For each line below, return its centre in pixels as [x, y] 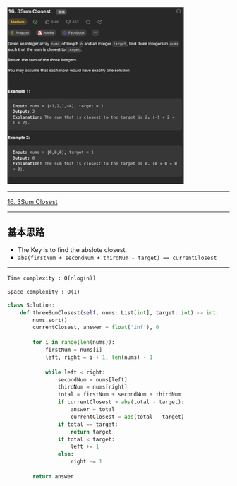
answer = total [92, 410]
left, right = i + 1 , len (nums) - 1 [99, 357]
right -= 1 [86, 462]
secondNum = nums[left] [93, 380]
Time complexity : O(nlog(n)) [52, 278]
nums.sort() [50, 320]
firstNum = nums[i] [73, 350]
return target [91, 432]
